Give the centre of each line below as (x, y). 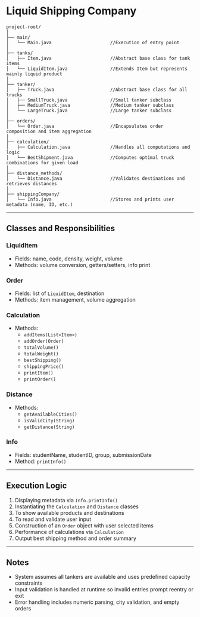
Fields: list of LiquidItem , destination (60, 293)
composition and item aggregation (49, 131)
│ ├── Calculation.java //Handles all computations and (98, 147)
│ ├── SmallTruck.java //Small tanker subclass (89, 100)
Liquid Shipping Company (71, 11)
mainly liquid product (34, 74)
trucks (14, 95)
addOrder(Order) (44, 342)
